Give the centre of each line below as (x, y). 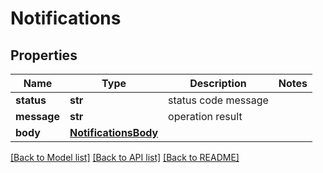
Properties (44, 55)
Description (218, 83)
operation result (205, 116)
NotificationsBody (114, 132)
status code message (218, 100)
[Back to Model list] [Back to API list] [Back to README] (125, 157)
